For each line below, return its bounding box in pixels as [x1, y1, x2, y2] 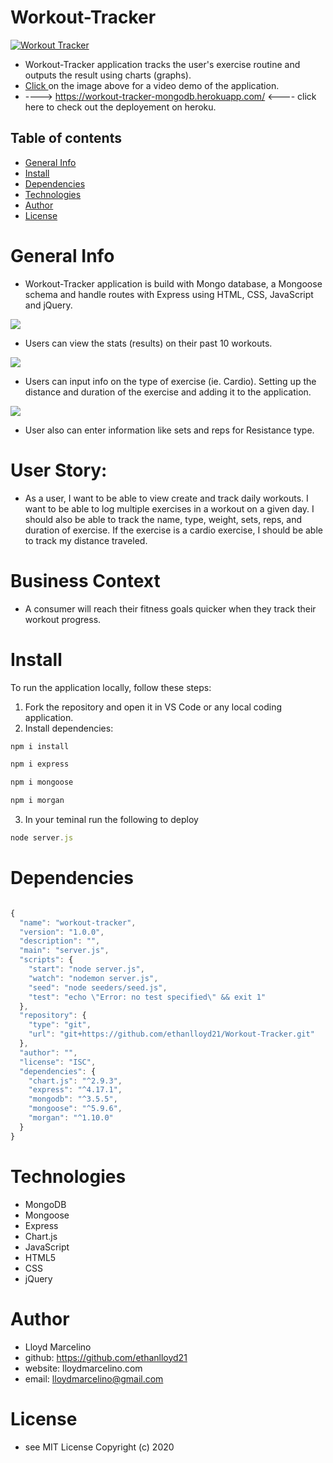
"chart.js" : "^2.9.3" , [28, 1076, 123, 1086]
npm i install [10, 741, 70, 751]
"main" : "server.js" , [19, 946, 110, 956]
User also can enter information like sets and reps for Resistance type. [24, 424, 315, 436]
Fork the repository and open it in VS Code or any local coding [24, 701, 283, 713]
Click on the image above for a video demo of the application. [24, 79, 280, 91]
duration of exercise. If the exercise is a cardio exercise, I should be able [24, 524, 323, 536]
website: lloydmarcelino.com [24, 1362, 143, 1374]
